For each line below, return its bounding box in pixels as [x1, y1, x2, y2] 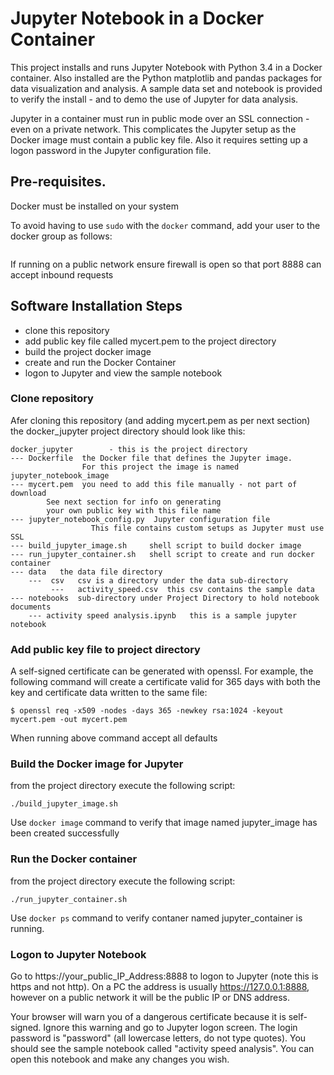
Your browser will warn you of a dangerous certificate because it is [10, 1011, 287, 1023]
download [10, 488, 47, 498]
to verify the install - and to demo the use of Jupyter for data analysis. [10, 93, 299, 105]
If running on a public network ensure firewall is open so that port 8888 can [10, 258, 322, 270]
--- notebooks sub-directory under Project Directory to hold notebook [10, 593, 320, 603]
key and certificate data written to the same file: [10, 687, 208, 699]
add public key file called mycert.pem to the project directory [24, 335, 277, 347]
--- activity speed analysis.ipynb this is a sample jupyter [28, 610, 298, 621]
